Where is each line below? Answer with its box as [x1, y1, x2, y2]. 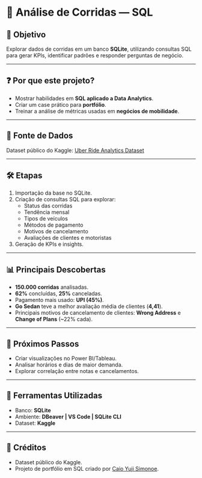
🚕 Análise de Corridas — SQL [6, 5, 153, 19]
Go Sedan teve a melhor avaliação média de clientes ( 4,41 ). [14, 303, 164, 310]
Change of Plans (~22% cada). [14, 316, 93, 323]
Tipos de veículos [23, 215, 68, 222]
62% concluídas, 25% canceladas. [14, 290, 102, 297]
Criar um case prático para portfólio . [14, 101, 106, 108]
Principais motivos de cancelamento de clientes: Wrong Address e [14, 309, 182, 316]
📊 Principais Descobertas [6, 265, 106, 275]
